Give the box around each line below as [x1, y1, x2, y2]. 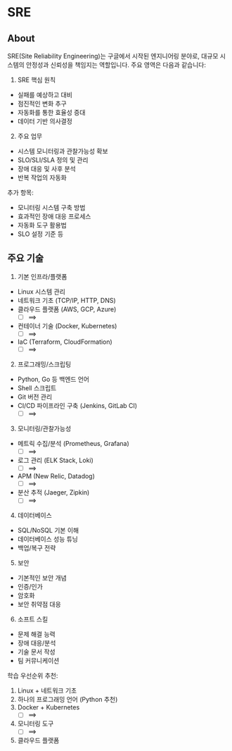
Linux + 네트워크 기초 [17, 686, 77, 695]
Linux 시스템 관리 [17, 287, 65, 296]
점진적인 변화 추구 [17, 99, 67, 108]
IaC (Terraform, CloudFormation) [17, 337, 112, 346]
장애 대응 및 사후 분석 [17, 165, 76, 173]
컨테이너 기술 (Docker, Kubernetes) [17, 321, 117, 330]
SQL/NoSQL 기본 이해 [17, 526, 79, 535]
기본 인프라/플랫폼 [17, 272, 67, 280]
